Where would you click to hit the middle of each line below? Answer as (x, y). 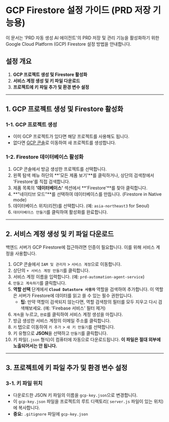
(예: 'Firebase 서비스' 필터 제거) (74, 308)
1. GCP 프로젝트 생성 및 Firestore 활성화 (64, 109)
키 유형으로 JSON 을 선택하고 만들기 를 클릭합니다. (60, 333)
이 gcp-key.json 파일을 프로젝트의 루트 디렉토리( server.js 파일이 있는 (83, 401)
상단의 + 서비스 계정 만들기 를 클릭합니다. (51, 270)
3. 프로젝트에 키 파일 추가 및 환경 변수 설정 (66, 367)
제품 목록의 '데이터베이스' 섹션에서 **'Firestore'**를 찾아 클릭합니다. (80, 188)
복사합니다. (29, 408)
